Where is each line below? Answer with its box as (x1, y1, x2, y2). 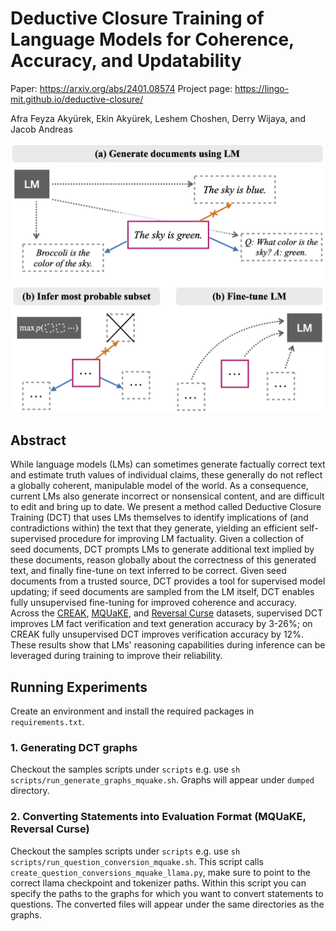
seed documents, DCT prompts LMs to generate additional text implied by (10, 543, 315, 556)
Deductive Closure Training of (10, 7, 265, 30)
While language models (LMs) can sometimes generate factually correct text (10, 458, 326, 471)
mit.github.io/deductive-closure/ (10, 93, 144, 105)
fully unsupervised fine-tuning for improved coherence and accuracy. (10, 597, 297, 609)
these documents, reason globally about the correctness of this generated (10, 554, 317, 566)
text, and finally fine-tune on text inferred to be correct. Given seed (10, 565, 287, 577)
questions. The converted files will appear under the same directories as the (10, 898, 325, 910)
